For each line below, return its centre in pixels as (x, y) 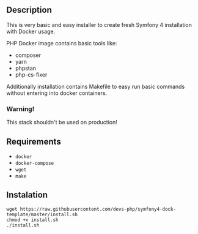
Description (29, 10)
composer (28, 55)
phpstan (26, 68)
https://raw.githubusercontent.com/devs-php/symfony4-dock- (98, 209)
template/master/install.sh (42, 214)
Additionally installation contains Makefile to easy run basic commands (96, 86)
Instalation (27, 195)
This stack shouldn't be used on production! (62, 123)
